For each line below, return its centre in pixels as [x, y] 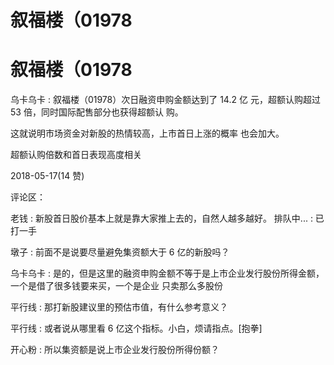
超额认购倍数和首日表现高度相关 [76, 155]
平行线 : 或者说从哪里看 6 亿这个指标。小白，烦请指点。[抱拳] [136, 328]
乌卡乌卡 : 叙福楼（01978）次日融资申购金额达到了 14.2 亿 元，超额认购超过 [165, 100]
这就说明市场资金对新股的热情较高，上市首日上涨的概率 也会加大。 [147, 133]
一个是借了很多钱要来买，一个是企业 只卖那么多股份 [116, 286]
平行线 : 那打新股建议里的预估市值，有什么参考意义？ [119, 307]
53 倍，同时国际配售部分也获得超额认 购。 [97, 112]
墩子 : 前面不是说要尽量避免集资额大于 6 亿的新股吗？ [120, 252]
